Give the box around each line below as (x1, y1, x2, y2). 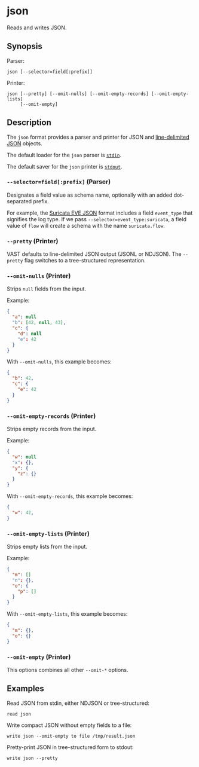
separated (7, 197, 32, 204)
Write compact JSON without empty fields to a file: (7, 722, 132, 729)
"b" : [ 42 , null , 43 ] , (12, 320, 66, 326)
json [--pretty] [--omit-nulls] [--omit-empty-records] (7, 91, 149, 97)
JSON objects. (7, 139, 42, 147)
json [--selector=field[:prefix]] (7, 69, 93, 75)
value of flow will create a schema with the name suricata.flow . (7, 222, 165, 229)
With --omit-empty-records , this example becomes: (7, 493, 133, 500)
